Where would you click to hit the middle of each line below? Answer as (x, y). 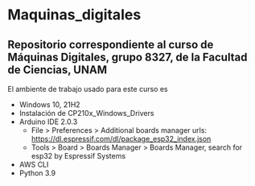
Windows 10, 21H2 (50, 105)
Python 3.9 (37, 173)
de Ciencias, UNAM (58, 70)
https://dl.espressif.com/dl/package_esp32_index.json (121, 139)
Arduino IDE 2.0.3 (48, 122)
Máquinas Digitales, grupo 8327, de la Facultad (127, 57)
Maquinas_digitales (74, 15)
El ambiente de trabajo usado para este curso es (88, 89)
